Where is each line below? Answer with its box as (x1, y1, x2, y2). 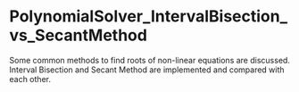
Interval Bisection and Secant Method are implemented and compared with (9, 64, 285, 75)
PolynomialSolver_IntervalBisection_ (9, 6, 288, 27)
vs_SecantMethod (9, 25, 147, 46)
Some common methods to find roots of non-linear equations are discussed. (9, 54, 290, 65)
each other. (9, 73, 52, 84)
